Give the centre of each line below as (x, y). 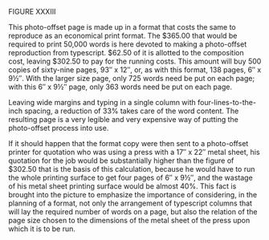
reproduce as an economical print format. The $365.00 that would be (123, 36)
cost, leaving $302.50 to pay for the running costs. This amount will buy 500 (135, 61)
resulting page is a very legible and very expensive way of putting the (123, 119)
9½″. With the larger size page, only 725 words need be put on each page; (132, 78)
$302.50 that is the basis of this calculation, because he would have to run (132, 169)
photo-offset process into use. (59, 128)
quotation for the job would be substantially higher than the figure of (121, 161)
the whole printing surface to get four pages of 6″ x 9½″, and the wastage (130, 177)
